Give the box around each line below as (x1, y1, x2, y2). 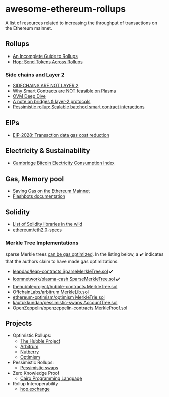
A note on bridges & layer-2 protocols (12, 99, 91, 105)
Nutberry (20, 349, 39, 355)
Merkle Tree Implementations (5, 239, 79, 246)
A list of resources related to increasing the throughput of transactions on (5, 20, 157, 26)
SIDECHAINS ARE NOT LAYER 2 (12, 83, 79, 89)
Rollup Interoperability (12, 381, 58, 387)
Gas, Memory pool (5, 175, 64, 183)
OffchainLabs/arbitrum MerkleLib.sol (12, 289, 89, 295)
